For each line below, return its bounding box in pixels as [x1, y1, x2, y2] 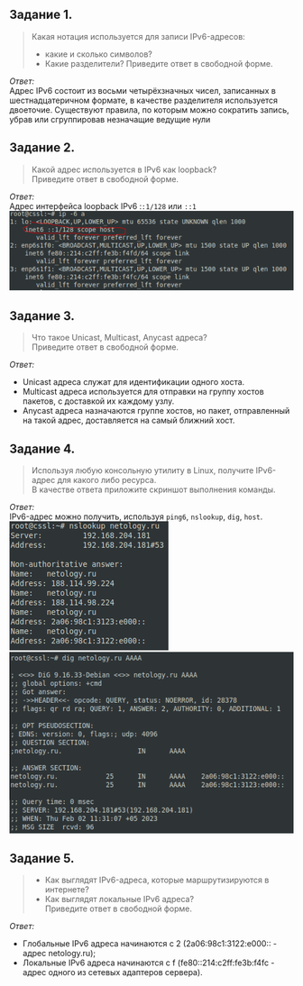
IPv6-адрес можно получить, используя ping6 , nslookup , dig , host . [9, 511, 263, 522]
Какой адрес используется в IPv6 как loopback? [31, 164, 217, 175]
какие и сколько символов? [44, 49, 153, 59]
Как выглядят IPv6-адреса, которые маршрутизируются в [44, 874, 270, 886]
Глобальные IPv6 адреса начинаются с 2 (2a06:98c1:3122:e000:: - [22, 938, 278, 949]
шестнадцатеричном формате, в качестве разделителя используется [9, 95, 278, 105]
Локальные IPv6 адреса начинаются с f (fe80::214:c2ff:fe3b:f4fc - [22, 957, 275, 968]
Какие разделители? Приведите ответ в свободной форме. [44, 58, 273, 68]
